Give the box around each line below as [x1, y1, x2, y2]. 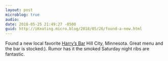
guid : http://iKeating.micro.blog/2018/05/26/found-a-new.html [5, 26, 143, 32]
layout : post [5, 7, 33, 13]
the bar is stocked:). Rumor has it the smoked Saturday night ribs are [5, 46, 150, 52]
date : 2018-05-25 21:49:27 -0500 [5, 21, 76, 27]
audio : [5, 17, 19, 22]
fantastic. [5, 51, 25, 57]
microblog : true [5, 12, 40, 17]
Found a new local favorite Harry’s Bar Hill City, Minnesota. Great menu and [5, 40, 163, 46]
